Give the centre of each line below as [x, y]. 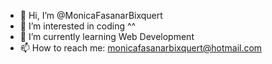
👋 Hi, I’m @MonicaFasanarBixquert [91, 15]
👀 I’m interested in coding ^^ [78, 26]
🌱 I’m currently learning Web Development [107, 36]
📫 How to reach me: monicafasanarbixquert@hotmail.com [141, 48]
